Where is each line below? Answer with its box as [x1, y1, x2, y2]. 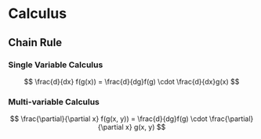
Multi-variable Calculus [8, 96, 100, 107]
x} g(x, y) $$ [125, 123, 166, 132]
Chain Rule [8, 36, 63, 49]
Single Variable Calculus [8, 59, 103, 70]
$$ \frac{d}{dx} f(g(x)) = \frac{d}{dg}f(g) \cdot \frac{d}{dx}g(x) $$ [24, 77, 240, 86]
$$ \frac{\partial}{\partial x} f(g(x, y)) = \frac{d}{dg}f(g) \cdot [9, 114, 208, 123]
